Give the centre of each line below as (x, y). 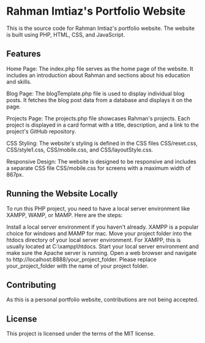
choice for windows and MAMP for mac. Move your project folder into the (99, 233)
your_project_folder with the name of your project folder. (77, 266)
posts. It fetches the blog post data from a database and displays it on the (99, 100)
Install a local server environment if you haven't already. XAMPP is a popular (102, 227)
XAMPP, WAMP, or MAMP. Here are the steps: (65, 215)
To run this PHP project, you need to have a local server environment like (98, 208)
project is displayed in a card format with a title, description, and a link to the (102, 125)
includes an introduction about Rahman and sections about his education (99, 75)
